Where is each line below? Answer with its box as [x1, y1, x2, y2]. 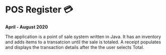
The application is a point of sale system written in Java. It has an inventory [5, 33, 161, 39]
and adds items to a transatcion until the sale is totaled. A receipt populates [5, 38, 161, 45]
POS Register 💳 [5, 4, 73, 15]
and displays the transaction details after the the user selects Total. [5, 44, 144, 50]
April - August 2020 [5, 23, 48, 30]
